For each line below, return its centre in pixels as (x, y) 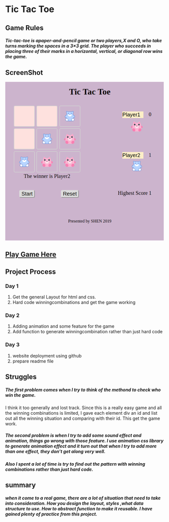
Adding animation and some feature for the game (63, 326)
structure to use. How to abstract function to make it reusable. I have (79, 508)
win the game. (21, 395)
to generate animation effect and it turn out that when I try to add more (81, 446)
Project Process (31, 272)
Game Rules (24, 28)
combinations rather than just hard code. (49, 469)
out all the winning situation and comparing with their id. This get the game (83, 418)
